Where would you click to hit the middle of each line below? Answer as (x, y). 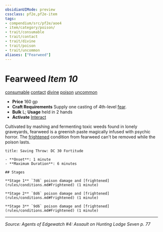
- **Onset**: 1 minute (28, 160)
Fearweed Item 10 (41, 79)
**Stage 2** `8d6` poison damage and (43, 194)
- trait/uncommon (23, 50)
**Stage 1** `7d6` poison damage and (43, 181)
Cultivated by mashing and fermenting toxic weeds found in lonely (71, 126)
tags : (10, 18)
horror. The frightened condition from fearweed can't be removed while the (80, 137)
